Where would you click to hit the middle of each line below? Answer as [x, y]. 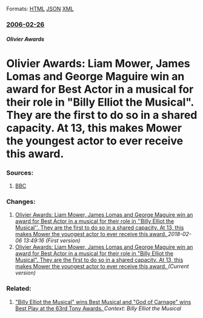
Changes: [21, 201]
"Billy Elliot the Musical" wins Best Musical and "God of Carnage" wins [103, 302]
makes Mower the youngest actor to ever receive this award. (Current [102, 266]
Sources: [20, 172]
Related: [19, 289]
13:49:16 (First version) [52, 241]
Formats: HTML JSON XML [40, 9]
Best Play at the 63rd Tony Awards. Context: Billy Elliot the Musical [98, 308]
